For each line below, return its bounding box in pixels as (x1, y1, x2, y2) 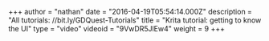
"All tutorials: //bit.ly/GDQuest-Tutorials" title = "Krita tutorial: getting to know (8, 15, 262, 25)
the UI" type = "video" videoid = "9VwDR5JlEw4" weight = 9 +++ (8, 24, 225, 33)
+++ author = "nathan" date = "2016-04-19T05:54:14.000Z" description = (8, 7, 253, 16)
